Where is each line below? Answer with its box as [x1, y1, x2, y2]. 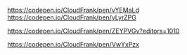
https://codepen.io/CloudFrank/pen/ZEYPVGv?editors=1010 [7, 27, 180, 35]
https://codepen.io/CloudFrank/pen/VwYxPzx [7, 40, 139, 48]
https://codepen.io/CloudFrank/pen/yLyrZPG [7, 13, 137, 22]
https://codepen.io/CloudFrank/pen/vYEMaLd [7, 6, 139, 14]
